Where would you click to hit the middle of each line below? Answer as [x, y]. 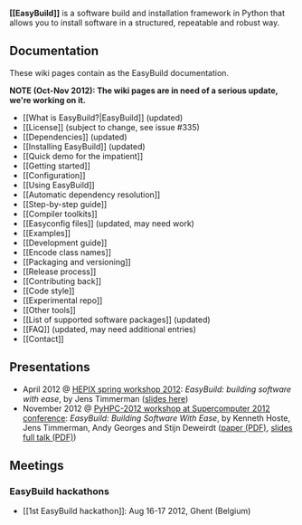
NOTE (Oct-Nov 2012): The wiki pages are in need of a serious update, [144, 91]
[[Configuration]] [54, 175]
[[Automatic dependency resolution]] [91, 195]
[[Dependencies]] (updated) [75, 137]
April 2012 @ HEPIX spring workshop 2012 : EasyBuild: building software [157, 389]
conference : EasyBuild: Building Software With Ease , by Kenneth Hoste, [156, 418]
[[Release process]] [59, 272]
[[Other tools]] [49, 310]
